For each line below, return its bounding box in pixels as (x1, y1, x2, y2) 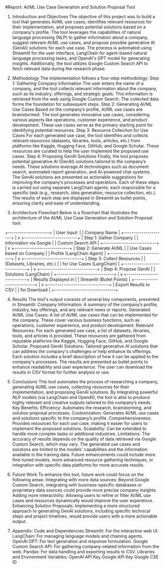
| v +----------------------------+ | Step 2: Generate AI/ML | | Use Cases (5, 245, 152, 251)
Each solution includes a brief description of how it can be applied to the (12, 354, 159, 359)
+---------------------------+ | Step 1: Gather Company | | (21, 235, 139, 241)
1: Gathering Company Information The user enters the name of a (12, 80, 144, 86)
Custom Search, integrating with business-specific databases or (12, 482, 142, 488)
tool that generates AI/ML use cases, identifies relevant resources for (12, 19, 152, 25)
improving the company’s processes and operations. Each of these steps (12, 179, 160, 185)
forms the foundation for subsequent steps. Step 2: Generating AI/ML (12, 101, 153, 107)
